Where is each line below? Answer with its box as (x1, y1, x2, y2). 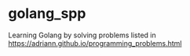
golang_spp (8, 5, 86, 23)
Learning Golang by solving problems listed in (8, 30, 156, 40)
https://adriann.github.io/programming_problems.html (8, 38, 182, 47)
